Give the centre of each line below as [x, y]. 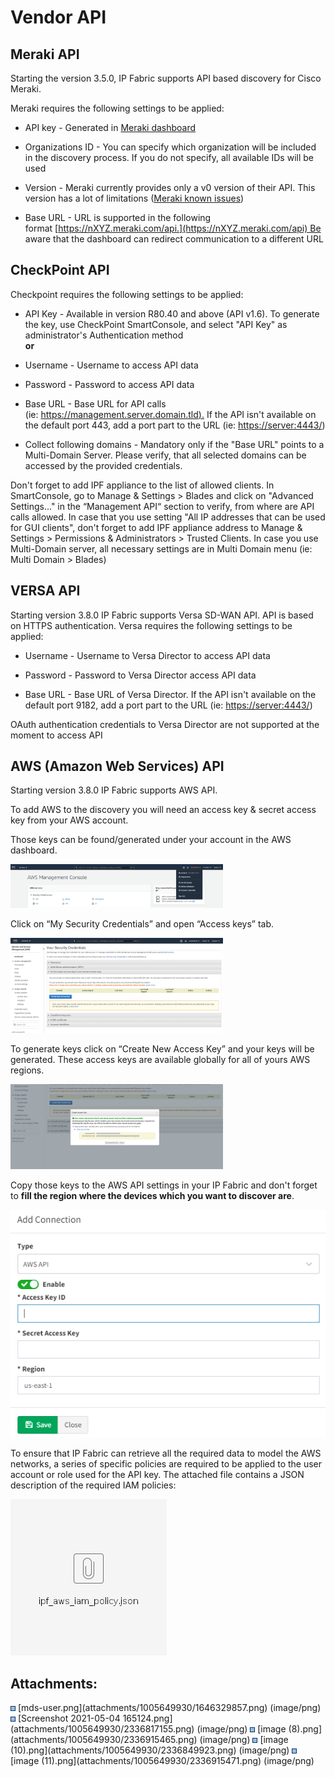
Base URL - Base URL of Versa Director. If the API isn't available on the [170, 694]
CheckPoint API [60, 270]
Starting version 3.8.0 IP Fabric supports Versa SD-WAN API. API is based [162, 615]
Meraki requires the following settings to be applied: [117, 108]
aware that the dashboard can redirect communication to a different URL [174, 239]
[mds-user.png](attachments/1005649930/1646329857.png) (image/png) [169, 1708]
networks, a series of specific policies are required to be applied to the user [166, 1464]
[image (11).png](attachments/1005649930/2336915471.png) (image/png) [162, 1761]
